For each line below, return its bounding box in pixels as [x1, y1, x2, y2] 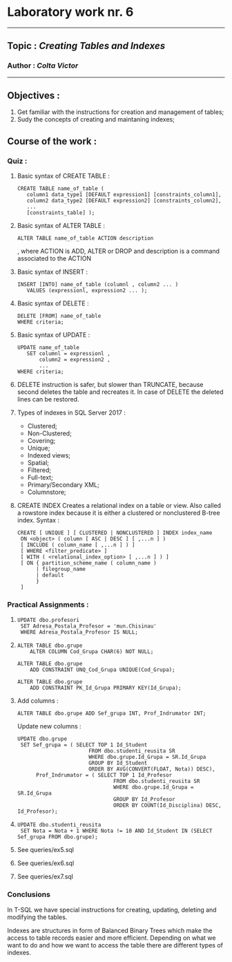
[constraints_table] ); [26, 209, 95, 216]
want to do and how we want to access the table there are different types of [7, 941, 223, 949]
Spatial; [27, 459, 50, 467]
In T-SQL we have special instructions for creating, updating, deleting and [7, 905, 217, 914]
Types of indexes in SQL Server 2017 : [17, 408, 126, 417]
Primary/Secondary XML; [27, 481, 99, 489]
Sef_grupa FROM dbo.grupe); [17, 833, 98, 840]
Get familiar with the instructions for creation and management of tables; [17, 108, 224, 116]
